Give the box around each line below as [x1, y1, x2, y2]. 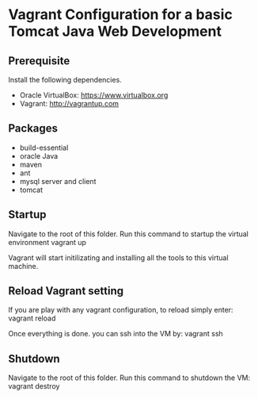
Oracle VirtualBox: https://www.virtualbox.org [19, 90, 169, 100]
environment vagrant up [8, 237, 87, 247]
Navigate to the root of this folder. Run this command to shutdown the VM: [8, 373, 251, 382]
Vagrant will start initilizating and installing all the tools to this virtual [8, 252, 229, 263]
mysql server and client [19, 176, 97, 186]
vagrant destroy [8, 382, 60, 391]
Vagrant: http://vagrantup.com [19, 99, 120, 108]
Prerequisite [8, 54, 70, 67]
